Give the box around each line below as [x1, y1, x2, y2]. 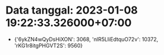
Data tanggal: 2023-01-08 [5, 4, 138, 17]
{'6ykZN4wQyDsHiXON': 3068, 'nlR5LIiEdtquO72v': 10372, [14, 35, 159, 43]
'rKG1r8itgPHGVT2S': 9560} [14, 42, 83, 49]
